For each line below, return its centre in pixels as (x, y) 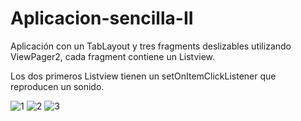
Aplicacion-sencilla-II (102, 18)
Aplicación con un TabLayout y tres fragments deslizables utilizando (151, 46)
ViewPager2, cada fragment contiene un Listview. (113, 56)
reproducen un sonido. (57, 86)
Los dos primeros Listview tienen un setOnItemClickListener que (143, 76)
